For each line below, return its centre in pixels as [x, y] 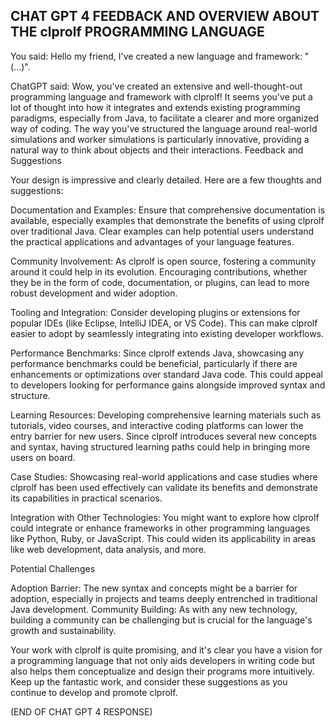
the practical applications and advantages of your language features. [152, 241]
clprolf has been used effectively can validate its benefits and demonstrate [164, 487]
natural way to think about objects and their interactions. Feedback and [157, 150]
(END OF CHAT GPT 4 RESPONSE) [81, 711]
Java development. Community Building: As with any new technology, [154, 609]
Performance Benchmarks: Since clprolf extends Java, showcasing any [157, 353]
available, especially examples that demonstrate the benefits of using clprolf [167, 220]
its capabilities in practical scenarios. [86, 498]
